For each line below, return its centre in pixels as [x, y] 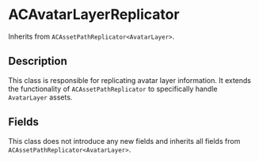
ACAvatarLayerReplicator [94, 15]
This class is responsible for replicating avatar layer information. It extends [130, 80]
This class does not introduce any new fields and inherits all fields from [124, 141]
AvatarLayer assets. [40, 97]
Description [38, 61]
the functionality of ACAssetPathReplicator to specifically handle [113, 89]
